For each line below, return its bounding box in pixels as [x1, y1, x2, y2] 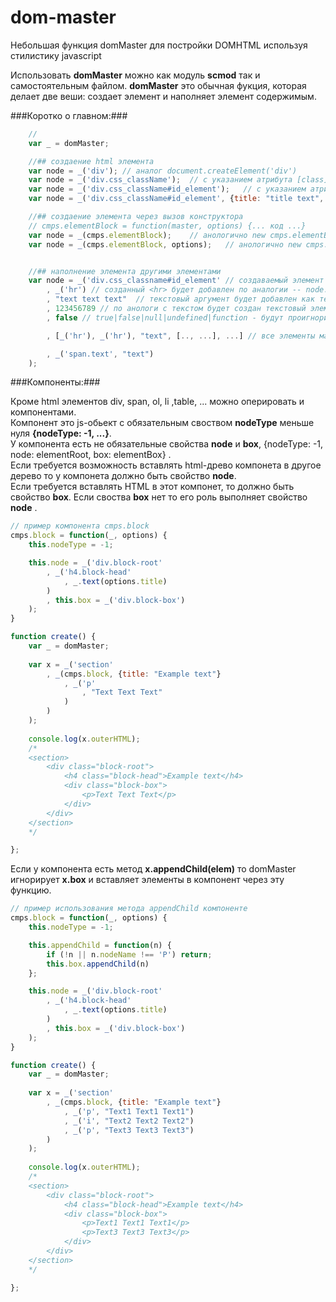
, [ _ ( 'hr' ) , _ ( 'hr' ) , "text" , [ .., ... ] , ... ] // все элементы [46, 331, 316, 341]
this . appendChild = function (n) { [28, 940, 172, 950]
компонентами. [10, 406, 77, 418]
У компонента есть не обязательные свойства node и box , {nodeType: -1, [10, 438, 324, 450]
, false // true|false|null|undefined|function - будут [46, 312, 284, 323]
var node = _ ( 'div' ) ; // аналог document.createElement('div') [28, 166, 298, 176]
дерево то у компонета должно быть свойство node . [10, 470, 237, 482]
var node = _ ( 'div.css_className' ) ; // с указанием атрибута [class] [28, 175, 329, 185]
